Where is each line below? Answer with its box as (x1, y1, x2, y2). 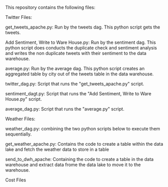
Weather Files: (5, 116, 36, 122)
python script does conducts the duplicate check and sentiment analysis (5, 45, 157, 50)
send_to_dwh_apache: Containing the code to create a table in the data (5, 156, 154, 162)
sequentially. (5, 131, 32, 137)
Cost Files (5, 177, 26, 183)
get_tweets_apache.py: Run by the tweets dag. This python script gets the (5, 24, 160, 30)
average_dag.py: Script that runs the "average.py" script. (5, 106, 124, 112)
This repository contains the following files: (5, 5, 95, 10)
